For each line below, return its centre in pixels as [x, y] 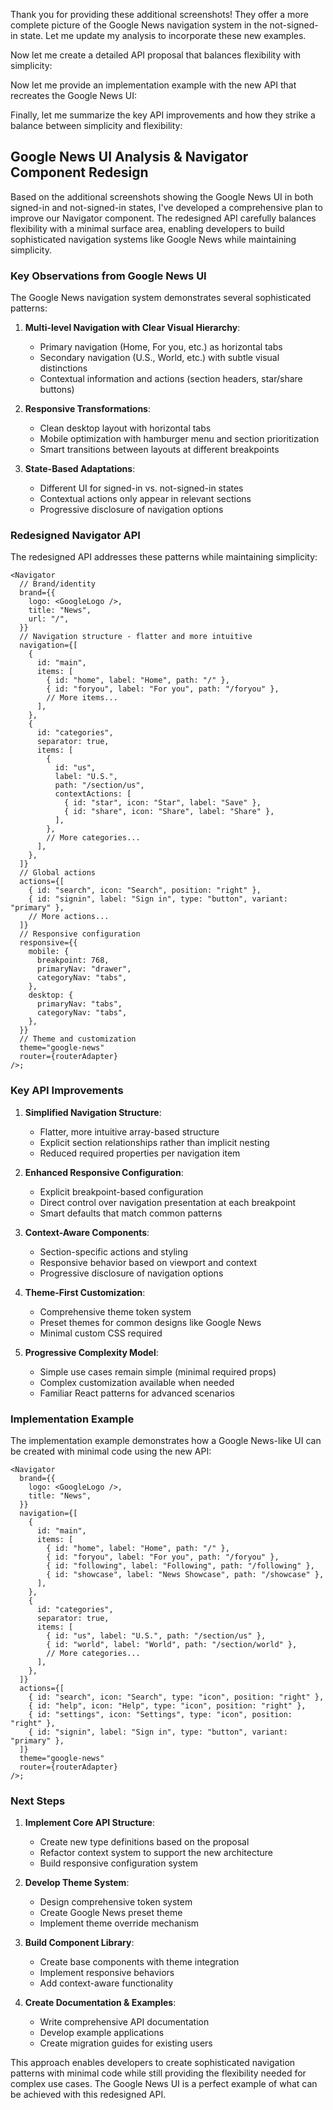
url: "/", [49, 619]
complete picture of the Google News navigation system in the [139, 25]
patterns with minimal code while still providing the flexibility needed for [158, 2073]
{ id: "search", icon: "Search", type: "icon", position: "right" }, [176, 1697]
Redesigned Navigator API [75, 536]
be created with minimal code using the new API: [111, 1451]
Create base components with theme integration [139, 1962]
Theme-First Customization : [85, 1292]
